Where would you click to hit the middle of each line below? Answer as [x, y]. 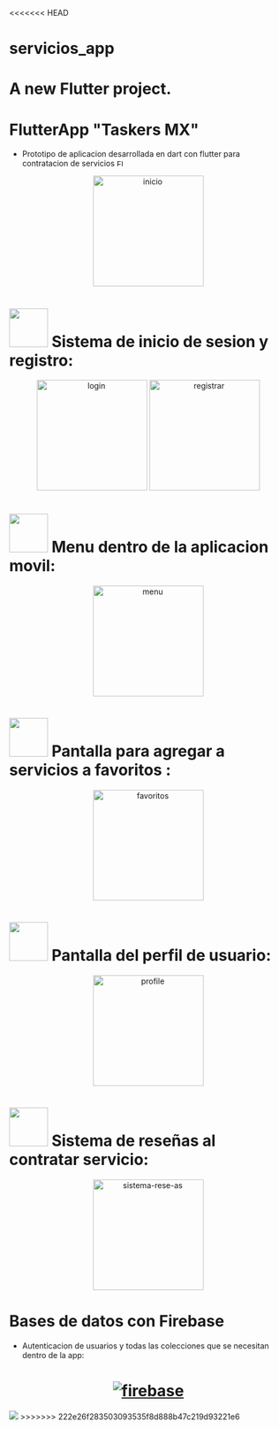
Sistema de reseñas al [134, 1141]
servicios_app [62, 49]
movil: [32, 566]
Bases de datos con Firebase [117, 1321]
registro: [41, 360]
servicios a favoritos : [90, 770]
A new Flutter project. [90, 89]
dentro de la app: [53, 1355]
